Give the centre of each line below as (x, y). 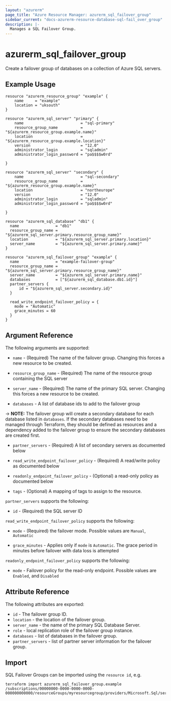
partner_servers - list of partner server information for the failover (82, 641)
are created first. (23, 435)
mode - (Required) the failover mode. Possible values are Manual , (79, 531)
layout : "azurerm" (25, 10)
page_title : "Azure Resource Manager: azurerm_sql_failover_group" (78, 15)
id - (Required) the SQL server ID (47, 511)
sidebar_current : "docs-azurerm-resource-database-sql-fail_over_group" (84, 19)
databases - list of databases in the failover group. (65, 636)
